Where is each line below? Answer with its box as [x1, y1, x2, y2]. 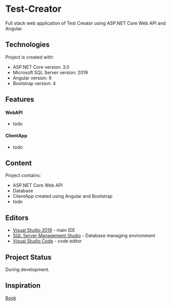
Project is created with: [5, 54, 54, 60]
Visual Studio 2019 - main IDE [12, 227, 75, 233]
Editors [5, 213, 29, 222]
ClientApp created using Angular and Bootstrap [12, 193, 113, 199]
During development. [5, 266, 50, 272]
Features [5, 95, 34, 104]
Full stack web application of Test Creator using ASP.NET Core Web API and [5, 20, 166, 26]
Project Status [5, 253, 52, 261]
